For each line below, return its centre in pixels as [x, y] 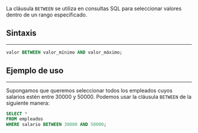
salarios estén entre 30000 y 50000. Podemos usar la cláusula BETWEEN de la [99, 97]
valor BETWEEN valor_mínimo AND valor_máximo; [64, 52]
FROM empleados [25, 119]
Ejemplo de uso [35, 71]
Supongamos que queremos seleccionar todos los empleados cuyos [89, 90]
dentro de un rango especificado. [47, 15]
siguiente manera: [28, 103]
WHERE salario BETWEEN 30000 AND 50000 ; [57, 125]
